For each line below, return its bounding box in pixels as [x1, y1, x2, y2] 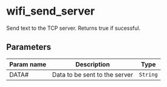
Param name [9, 60, 47, 68]
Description [75, 60, 110, 68]
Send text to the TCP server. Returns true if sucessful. [6, 24, 141, 32]
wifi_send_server [6, 4, 95, 18]
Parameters [6, 42, 51, 52]
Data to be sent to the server [52, 70, 133, 78]
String [139, 71, 159, 78]
